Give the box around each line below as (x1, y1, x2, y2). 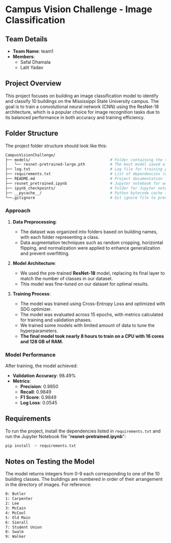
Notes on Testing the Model (5, 457, 95, 466)
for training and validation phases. (20, 317, 92, 323)
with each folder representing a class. (20, 234, 100, 240)
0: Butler (5, 492, 26, 497)
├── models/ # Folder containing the (5, 157, 163, 162)
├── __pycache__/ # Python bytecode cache (5, 190, 163, 196)
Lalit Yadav (20, 65, 44, 70)
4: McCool (5, 510, 26, 515)
